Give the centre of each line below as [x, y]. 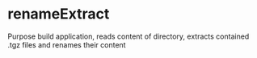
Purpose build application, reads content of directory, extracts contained [128, 36]
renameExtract [59, 14]
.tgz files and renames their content [67, 44]
